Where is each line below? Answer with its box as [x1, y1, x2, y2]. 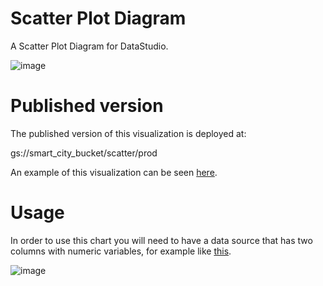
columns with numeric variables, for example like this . [10, 245, 232, 257]
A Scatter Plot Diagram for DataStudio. [10, 40, 169, 52]
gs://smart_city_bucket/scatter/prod [10, 147, 158, 159]
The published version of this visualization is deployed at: [10, 127, 247, 139]
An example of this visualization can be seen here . [10, 166, 218, 178]
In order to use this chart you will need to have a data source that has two [10, 234, 313, 246]
